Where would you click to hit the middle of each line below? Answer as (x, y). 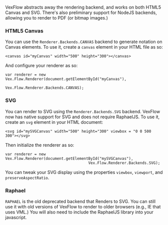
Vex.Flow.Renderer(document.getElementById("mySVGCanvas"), (69, 158)
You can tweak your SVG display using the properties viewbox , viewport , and (84, 172)
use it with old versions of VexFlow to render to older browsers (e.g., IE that (83, 206)
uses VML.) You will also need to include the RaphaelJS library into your (79, 212)
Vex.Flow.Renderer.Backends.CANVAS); (45, 88)
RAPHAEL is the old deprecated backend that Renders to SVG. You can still (80, 201)
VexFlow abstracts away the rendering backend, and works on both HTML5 (83, 7)
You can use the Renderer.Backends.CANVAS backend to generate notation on (84, 42)
